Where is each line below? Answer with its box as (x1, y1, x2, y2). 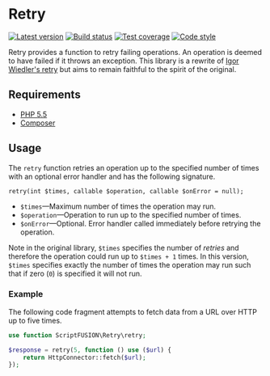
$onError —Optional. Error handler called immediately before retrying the (19, 218, 261, 228)
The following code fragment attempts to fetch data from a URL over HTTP (8, 306, 257, 316)
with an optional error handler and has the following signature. (8, 171, 216, 181)
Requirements (8, 88, 81, 102)
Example (8, 289, 44, 300)
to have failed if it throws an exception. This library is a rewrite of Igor (8, 56, 240, 65)
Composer (19, 118, 56, 128)
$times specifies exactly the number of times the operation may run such (8, 260, 251, 269)
